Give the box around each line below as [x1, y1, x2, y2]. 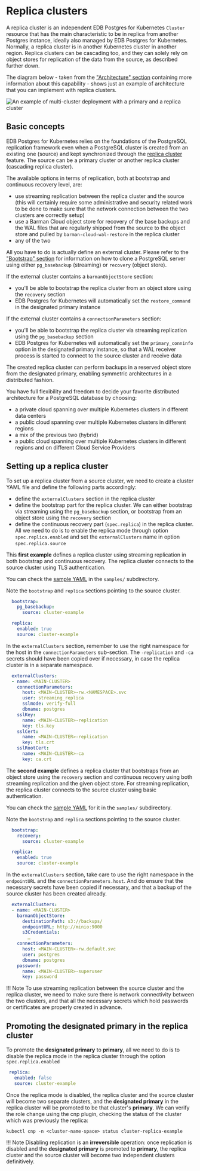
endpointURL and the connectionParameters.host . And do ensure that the [6, 878, 184, 885]
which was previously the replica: [6, 1117, 88, 1124]
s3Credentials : [21, 930, 60, 935]
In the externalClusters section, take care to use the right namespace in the [6, 871, 194, 878]
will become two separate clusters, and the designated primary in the [6, 1097, 179, 1105]
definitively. [6, 1158, 35, 1165]
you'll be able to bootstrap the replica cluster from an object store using [14, 284, 192, 291]
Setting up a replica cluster [6, 461, 109, 472]
